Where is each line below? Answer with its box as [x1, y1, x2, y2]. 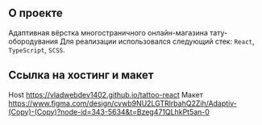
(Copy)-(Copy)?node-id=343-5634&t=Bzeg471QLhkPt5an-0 [8, 106, 210, 116]
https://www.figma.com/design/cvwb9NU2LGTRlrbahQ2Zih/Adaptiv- [8, 98, 238, 108]
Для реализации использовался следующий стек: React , [60, 36, 256, 46]
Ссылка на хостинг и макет [8, 69, 154, 82]
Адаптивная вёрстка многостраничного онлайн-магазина [8, 27, 208, 37]
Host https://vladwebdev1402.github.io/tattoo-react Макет [8, 90, 203, 99]
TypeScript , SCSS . [8, 44, 66, 55]
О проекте [8, 6, 63, 20]
